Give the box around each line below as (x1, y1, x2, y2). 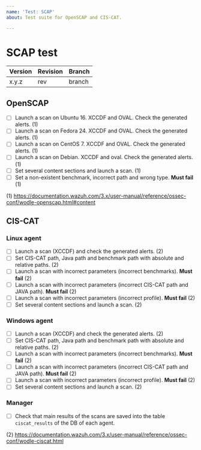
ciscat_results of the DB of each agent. (14, 419, 115, 427)
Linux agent (6, 234, 42, 242)
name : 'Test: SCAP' (6, 8, 55, 15)
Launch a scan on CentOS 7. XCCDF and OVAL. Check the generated (14, 140, 186, 148)
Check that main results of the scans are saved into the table (14, 412, 166, 419)
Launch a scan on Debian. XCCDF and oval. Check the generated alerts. (14, 154, 193, 161)
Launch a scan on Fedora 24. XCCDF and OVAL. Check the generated (14, 127, 188, 134)
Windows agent (6, 316, 53, 325)
